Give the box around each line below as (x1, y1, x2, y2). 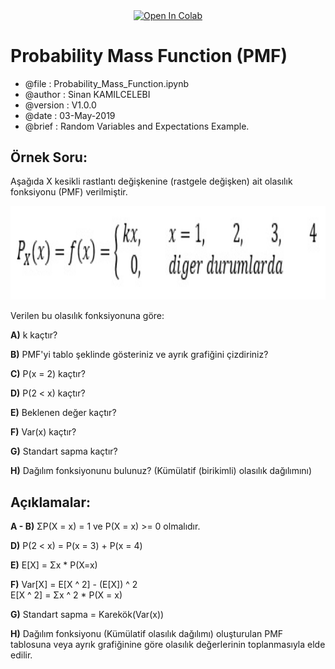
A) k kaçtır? (10, 329, 58, 341)
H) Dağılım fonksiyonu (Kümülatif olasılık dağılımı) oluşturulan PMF (10, 628, 284, 640)
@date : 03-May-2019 (24, 109, 116, 121)
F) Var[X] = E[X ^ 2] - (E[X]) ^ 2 (10, 579, 138, 591)
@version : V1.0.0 (24, 99, 97, 111)
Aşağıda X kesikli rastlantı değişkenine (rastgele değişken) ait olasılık (10, 175, 293, 188)
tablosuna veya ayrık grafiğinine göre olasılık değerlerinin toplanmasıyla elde (10, 639, 326, 651)
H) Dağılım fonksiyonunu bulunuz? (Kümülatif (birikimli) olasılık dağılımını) (10, 465, 313, 477)
